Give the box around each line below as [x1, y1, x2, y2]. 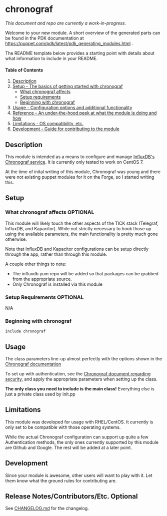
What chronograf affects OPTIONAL [5, 209, 94, 216]
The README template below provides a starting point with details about [5, 50, 155, 56]
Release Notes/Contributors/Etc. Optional [5, 492, 138, 501]
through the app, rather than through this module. [5, 251, 107, 257]
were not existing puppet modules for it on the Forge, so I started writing [5, 174, 154, 180]
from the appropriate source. [12, 276, 72, 282]
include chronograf [5, 329, 46, 334]
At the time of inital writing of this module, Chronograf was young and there [5, 169, 161, 175]
